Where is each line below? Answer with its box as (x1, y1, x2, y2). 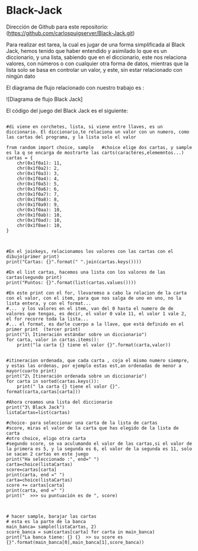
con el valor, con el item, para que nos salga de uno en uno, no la (6, 295, 182, 301)
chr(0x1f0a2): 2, (17, 165, 60, 171)
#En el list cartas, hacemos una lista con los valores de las (6, 269, 166, 275)
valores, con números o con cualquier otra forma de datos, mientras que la (6, 60, 189, 67)
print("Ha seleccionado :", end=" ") (6, 456, 100, 462)
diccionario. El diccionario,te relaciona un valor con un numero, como (6, 129, 190, 135)
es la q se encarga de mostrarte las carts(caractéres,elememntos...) (6, 150, 184, 156)
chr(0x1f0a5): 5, (17, 180, 60, 187)
